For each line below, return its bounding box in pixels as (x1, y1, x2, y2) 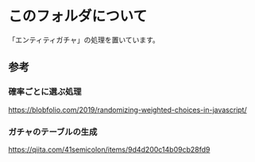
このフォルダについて (8, 7, 148, 25)
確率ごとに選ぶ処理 (8, 87, 82, 98)
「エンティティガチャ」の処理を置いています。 (8, 35, 160, 44)
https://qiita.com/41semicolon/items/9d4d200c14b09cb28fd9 (8, 145, 211, 154)
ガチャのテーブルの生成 (8, 126, 98, 137)
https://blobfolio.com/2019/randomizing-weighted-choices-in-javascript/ (8, 105, 248, 114)
